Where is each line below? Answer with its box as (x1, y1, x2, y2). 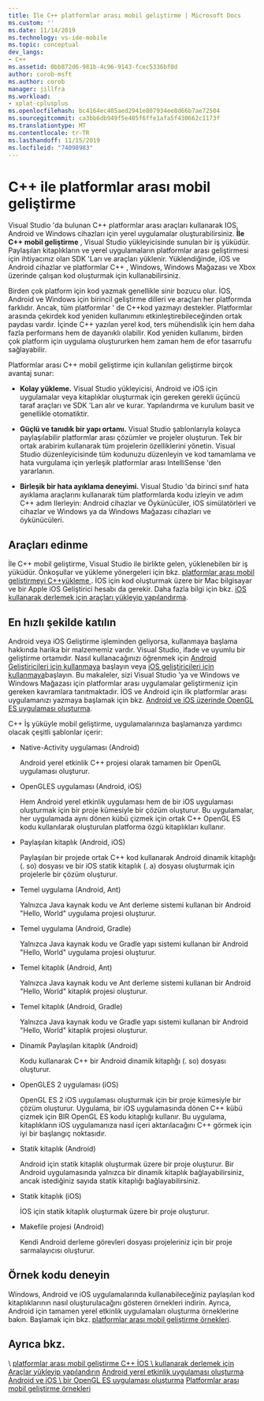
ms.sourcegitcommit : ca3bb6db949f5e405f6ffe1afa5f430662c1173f (8, 115, 221, 122)
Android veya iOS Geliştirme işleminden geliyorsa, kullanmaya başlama (8, 637, 238, 646)
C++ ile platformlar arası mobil (8, 178, 211, 196)
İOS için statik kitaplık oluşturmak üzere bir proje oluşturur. (19, 1206, 210, 1216)
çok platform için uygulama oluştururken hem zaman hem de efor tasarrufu (8, 336, 252, 346)
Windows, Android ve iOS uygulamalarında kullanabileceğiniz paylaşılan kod (8, 1289, 255, 1299)
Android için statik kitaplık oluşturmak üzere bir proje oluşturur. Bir (19, 1159, 235, 1169)
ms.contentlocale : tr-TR (8, 129, 90, 137)
